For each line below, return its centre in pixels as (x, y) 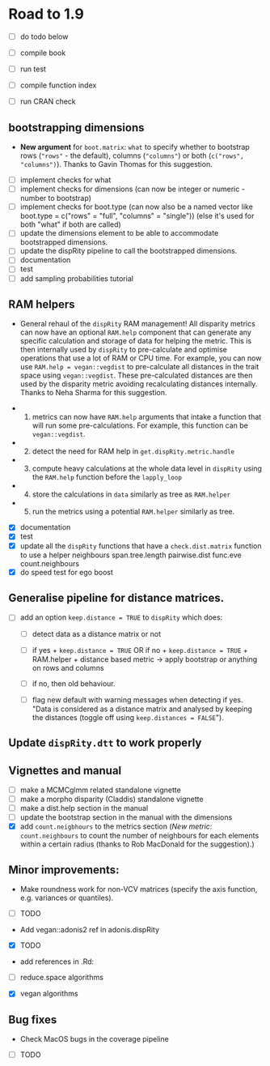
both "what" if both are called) (70, 224)
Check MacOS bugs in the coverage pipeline (95, 1039)
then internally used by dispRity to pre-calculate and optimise (124, 350)
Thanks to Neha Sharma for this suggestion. (93, 393)
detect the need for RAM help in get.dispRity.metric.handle (133, 451)
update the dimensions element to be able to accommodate (119, 233)
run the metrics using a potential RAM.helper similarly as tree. (133, 512)
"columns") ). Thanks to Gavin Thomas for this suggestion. (116, 164)
